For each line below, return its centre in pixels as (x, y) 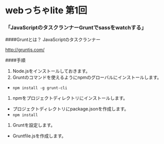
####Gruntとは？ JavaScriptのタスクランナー (53, 40)
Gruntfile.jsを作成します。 (39, 136)
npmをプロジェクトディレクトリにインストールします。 (70, 98)
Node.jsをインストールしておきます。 (51, 71)
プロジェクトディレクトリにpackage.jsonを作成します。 (71, 109)
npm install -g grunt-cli (40, 88)
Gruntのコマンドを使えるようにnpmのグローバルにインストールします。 (87, 77)
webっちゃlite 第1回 (46, 10)
